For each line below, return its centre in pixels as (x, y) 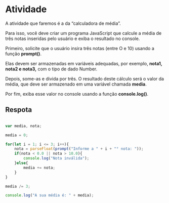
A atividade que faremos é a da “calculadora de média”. (63, 23)
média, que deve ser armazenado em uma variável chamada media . (76, 84)
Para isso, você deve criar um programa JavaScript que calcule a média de (83, 33)
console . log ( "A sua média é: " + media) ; (50, 195)
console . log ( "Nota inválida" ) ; (56, 158)
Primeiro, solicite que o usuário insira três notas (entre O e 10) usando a (80, 48)
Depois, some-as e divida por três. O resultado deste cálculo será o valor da (85, 78)
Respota (18, 110)
